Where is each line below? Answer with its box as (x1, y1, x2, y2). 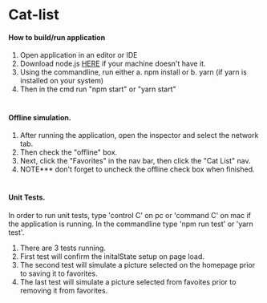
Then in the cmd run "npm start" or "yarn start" (19, 84, 176, 94)
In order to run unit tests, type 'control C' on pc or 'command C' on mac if (8, 210, 251, 220)
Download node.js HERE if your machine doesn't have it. (19, 59, 206, 69)
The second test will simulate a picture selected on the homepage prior (19, 260, 256, 269)
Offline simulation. (8, 112, 72, 122)
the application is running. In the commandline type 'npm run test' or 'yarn (8, 219, 254, 228)
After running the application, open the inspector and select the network (19, 131, 259, 140)
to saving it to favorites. (19, 269, 98, 278)
